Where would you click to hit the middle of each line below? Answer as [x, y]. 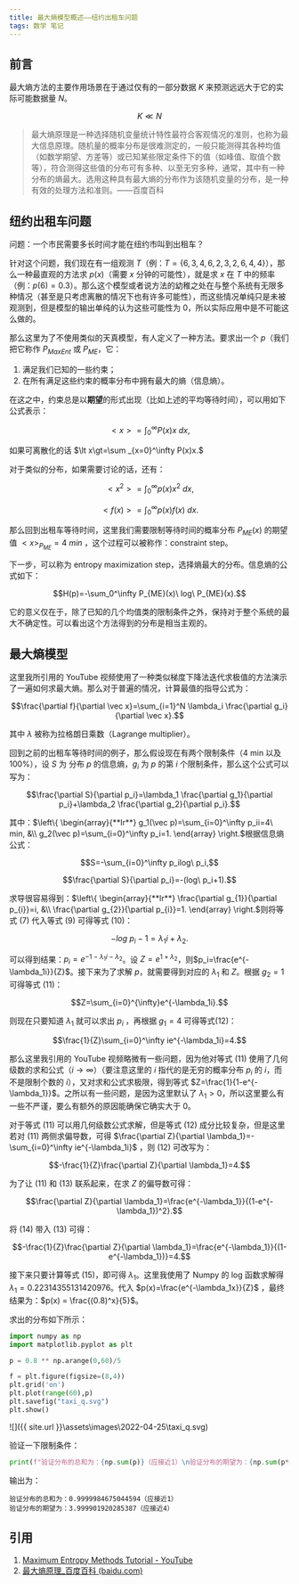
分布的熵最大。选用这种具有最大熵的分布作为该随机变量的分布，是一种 [160, 179]
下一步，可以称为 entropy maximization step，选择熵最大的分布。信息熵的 [145, 565]
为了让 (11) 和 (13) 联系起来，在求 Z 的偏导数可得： [101, 1184]
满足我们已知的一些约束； [69, 369]
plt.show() [29, 1409]
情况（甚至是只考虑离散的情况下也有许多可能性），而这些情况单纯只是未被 [151, 297]
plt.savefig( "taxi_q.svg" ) [59, 1402]
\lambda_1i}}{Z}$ [40, 972]
